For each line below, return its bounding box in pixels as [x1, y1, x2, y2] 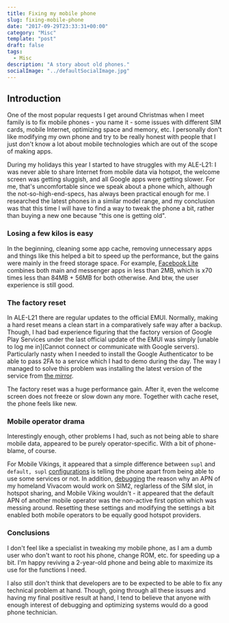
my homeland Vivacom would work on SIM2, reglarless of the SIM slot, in [7, 482, 213, 490]
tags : [7, 49, 23, 56]
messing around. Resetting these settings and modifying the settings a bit [7, 504, 215, 512]
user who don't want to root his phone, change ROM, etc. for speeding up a [7, 551, 220, 559]
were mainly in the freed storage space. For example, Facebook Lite [7, 258, 199, 267]
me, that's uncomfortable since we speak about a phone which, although [7, 182, 213, 191]
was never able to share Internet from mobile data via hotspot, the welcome [7, 168, 220, 176]
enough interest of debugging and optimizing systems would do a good [7, 600, 208, 609]
